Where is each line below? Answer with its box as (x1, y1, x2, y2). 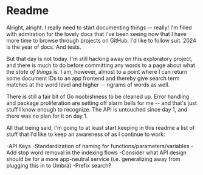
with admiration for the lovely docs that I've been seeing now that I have (6, 30, 187, 37)
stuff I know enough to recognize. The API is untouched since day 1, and (6, 105, 187, 113)
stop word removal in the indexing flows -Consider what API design (18, 149, 187, 156)
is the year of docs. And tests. (6, 43, 81, 51)
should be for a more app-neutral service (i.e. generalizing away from (6, 155, 181, 162)
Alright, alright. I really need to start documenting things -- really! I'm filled (6, 24, 193, 31)
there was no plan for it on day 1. (6, 112, 88, 120)
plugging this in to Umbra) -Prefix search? (6, 162, 111, 169)
